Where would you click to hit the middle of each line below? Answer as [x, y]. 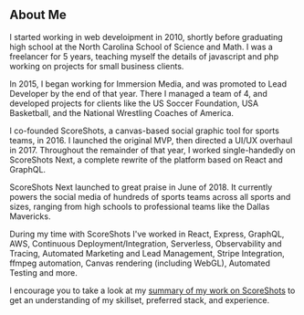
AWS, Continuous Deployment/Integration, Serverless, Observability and [146, 243]
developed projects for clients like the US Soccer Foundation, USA [134, 103]
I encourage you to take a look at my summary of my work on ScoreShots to [152, 290]
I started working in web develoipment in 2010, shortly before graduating [146, 37]
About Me [38, 15]
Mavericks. [30, 216]
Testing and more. [43, 272]
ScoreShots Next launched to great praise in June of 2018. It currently [141, 187]
